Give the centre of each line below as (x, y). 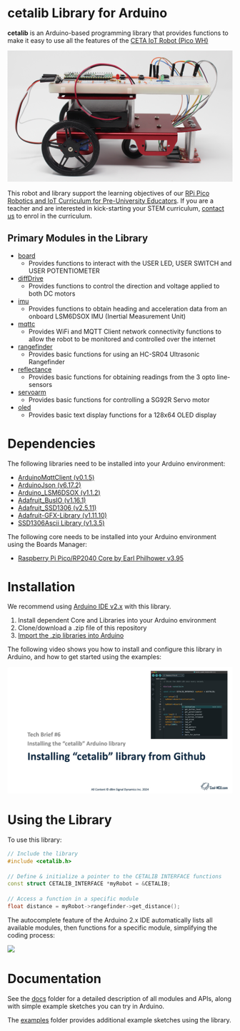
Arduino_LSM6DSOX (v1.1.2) (59, 492)
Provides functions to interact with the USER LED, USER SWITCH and (130, 263)
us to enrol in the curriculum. (50, 216)
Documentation (55, 979)
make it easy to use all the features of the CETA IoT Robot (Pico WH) (108, 40)
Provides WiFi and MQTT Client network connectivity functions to (125, 331)
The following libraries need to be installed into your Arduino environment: (116, 463)
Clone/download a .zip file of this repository (82, 628)
